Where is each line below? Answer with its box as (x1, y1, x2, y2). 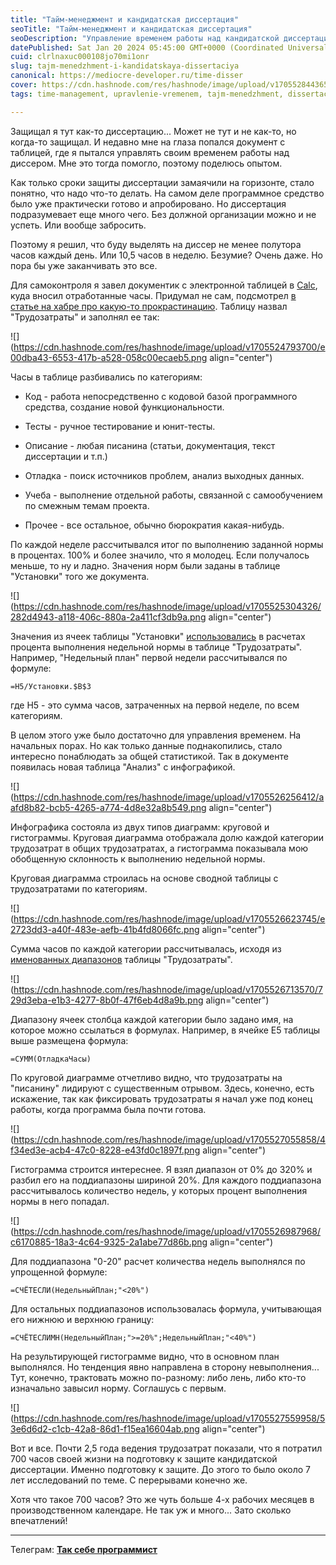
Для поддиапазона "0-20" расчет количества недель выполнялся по (10, 1255, 306, 1267)
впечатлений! (10, 1514, 68, 1526)
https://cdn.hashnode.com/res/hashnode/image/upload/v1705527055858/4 (13, 1133, 327, 1145)
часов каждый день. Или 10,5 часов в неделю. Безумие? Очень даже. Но (10, 249, 323, 261)
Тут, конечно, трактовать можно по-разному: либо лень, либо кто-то (10, 1371, 307, 1383)
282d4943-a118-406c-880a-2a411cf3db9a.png (10, 611, 207, 623)
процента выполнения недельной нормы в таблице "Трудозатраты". (10, 641, 303, 653)
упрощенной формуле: (10, 1266, 108, 1278)
